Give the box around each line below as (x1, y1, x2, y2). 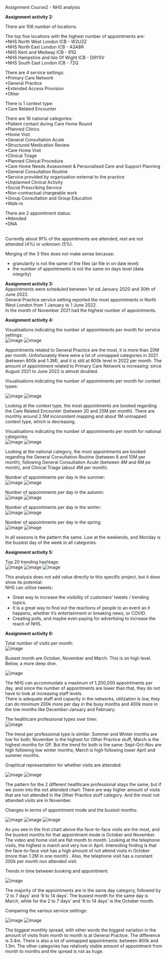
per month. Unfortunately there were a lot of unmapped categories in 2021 (5, 352, 158, 358)
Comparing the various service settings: (5, 907, 88, 913)
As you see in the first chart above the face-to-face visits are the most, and (5, 826, 160, 832)
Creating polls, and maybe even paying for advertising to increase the (12, 615, 156, 621)
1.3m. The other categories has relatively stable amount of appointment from (5, 943, 163, 949)
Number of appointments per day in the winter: (5, 504, 102, 510)
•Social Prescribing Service (5, 184, 62, 190)
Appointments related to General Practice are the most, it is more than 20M (5, 347, 160, 353)
